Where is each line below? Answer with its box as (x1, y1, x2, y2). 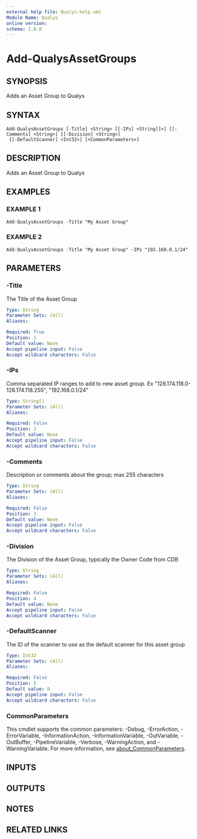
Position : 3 (6, 511, 36, 517)
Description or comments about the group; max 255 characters (6, 471, 164, 479)
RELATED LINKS (6, 824, 68, 835)
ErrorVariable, (6, 732, 41, 739)
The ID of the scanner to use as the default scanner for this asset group (6, 640, 185, 648)
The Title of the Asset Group (6, 295, 78, 303)
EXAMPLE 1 (6, 205, 41, 213)
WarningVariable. (6, 745, 50, 752)
